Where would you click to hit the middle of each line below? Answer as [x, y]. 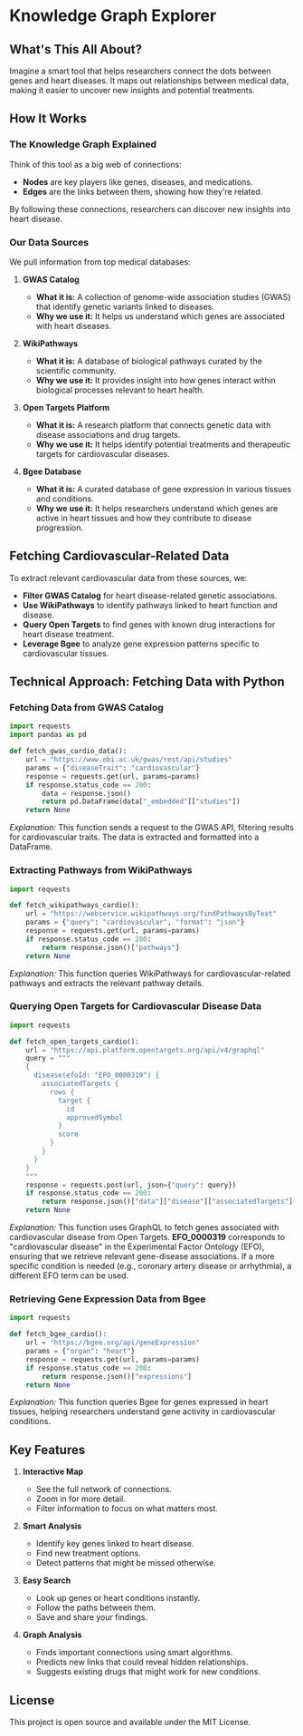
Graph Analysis [52, 1635]
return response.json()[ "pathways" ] [111, 947]
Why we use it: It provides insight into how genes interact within [156, 380]
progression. [60, 528]
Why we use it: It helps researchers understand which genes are [157, 508]
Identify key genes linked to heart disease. [115, 1544]
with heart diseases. [74, 325]
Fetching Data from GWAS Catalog [87, 708]
